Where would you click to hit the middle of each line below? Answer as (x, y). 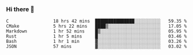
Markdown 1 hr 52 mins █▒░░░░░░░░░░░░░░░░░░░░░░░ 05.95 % (96, 31)
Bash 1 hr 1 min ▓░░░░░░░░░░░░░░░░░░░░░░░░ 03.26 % (96, 42)
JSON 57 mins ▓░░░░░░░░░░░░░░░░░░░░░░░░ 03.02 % (96, 47)
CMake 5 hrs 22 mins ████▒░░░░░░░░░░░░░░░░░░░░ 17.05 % (96, 26)
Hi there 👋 (20, 9)
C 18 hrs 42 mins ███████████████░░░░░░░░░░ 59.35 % (96, 21)
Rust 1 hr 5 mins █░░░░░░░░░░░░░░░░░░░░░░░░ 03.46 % (96, 36)
